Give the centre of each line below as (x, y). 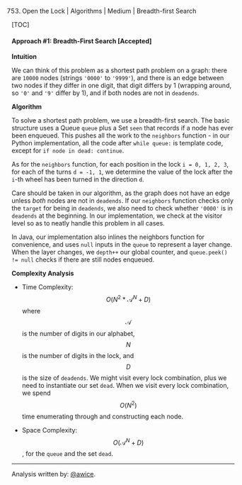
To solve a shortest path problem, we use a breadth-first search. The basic (121, 121)
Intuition (24, 57)
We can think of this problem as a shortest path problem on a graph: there (119, 70)
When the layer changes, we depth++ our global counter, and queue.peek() (120, 252)
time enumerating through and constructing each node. (102, 416)
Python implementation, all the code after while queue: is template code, (117, 143)
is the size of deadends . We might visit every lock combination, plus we (124, 378)
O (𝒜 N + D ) (128, 442)
